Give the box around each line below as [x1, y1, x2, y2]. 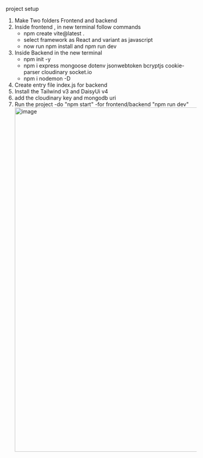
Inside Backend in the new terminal [14, 49, 102, 56]
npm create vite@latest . [23, 30, 85, 37]
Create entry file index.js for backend [14, 81, 107, 89]
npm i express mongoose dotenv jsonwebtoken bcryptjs [23, 62, 164, 69]
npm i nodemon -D [23, 75, 71, 82]
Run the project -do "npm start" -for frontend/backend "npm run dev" [14, 101, 189, 108]
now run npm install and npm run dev [23, 42, 117, 50]
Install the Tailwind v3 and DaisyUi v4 [14, 88, 108, 95]
